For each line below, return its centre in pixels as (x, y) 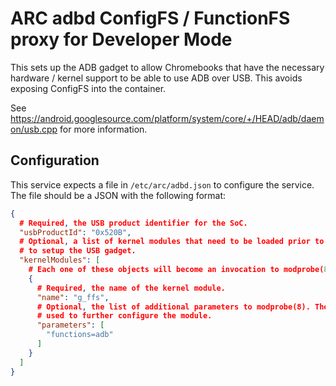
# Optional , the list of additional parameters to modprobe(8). (173, 307)
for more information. (103, 129)
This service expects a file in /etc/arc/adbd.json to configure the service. (162, 184)
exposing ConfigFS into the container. (88, 88)
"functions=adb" (80, 335)
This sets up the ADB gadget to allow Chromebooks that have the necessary (167, 67)
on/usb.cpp (34, 129)
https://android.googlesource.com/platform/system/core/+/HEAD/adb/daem (167, 118)
